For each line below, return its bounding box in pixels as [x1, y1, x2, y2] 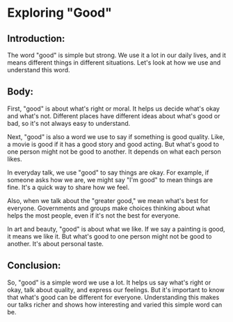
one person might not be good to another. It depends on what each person [7, 147, 221, 156]
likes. [7, 154, 22, 163]
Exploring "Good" [7, 5, 113, 21]
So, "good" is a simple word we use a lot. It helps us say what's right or [7, 278, 211, 287]
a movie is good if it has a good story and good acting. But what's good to [7, 140, 219, 148]
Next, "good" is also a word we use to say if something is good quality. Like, [7, 132, 225, 140]
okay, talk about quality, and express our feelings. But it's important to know [7, 285, 225, 293]
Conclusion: [7, 259, 61, 272]
